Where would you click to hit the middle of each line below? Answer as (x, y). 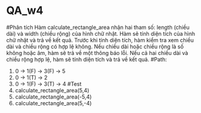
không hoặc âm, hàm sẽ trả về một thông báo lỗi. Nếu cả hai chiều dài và (97, 53)
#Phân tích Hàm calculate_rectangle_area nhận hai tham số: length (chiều (98, 27)
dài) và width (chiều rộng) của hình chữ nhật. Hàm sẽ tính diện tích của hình (101, 33)
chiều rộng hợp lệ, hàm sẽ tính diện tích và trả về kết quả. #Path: (87, 59)
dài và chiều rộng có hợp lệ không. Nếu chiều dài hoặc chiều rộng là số (95, 47)
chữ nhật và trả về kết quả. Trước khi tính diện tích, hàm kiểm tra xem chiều (100, 40)
